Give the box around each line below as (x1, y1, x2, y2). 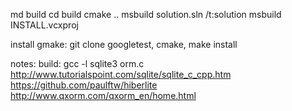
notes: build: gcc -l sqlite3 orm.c (10, 58, 145, 69)
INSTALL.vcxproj (10, 19, 79, 31)
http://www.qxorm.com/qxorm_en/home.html (10, 90, 197, 101)
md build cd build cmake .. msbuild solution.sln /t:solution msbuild (10, 9, 282, 20)
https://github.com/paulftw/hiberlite (10, 79, 158, 91)
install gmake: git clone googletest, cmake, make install (10, 39, 238, 50)
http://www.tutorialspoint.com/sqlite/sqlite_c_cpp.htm (10, 69, 232, 80)
